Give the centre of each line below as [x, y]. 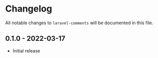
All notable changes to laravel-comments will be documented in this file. [79, 23]
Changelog [29, 9]
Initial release [26, 50]
